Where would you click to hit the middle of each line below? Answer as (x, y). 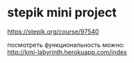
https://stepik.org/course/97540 (53, 32)
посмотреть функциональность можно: (66, 45)
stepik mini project (62, 13)
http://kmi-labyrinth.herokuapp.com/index (67, 52)
